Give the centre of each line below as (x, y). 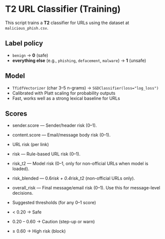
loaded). (21, 169)
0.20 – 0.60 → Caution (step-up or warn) (53, 222)
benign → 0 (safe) (30, 55)
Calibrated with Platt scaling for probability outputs (64, 93)
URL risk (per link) (31, 145)
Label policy (24, 44)
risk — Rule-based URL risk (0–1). (46, 154)
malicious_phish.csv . (27, 28)
